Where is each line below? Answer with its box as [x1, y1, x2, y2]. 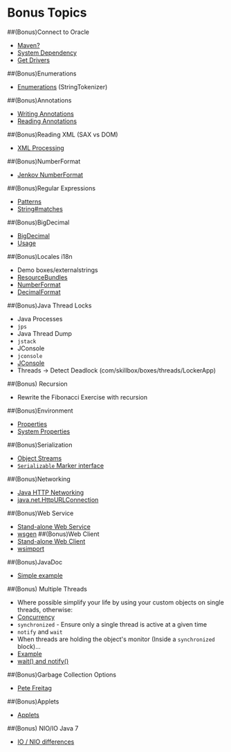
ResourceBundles [17, 273, 68, 281]
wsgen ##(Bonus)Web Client [17, 530, 100, 538]
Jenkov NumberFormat [17, 170, 84, 179]
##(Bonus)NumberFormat [7, 157, 81, 165]
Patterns [17, 197, 41, 206]
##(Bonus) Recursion [7, 379, 68, 388]
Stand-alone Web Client [17, 537, 86, 545]
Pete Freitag [17, 683, 52, 692]
